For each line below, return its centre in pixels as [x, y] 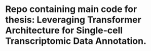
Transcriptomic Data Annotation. [76, 41]
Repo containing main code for [71, 9]
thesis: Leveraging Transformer [73, 20]
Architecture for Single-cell [64, 30]
